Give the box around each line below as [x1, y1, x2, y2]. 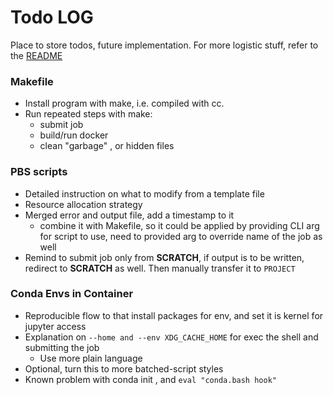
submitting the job [24, 341, 100, 353]
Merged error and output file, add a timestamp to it [24, 209, 235, 221]
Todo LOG [10, 6, 94, 29]
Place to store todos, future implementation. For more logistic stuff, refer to [10, 39, 319, 51]
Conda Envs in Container [10, 287, 134, 301]
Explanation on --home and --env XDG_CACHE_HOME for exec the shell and [24, 331, 319, 343]
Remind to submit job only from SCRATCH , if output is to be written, [24, 251, 305, 263]
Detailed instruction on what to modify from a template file [24, 187, 265, 200]
